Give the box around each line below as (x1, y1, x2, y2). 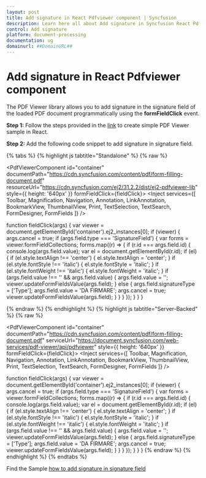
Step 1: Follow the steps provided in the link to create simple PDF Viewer (6, 121, 189, 129)
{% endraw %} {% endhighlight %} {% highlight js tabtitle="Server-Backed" (6, 305, 198, 312)
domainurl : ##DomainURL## (6, 44, 72, 50)
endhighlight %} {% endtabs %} (6, 453, 88, 460)
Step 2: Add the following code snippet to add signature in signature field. (6, 139, 193, 147)
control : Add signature (6, 26, 67, 33)
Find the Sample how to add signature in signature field (6, 464, 146, 472)
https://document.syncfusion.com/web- (77, 336, 179, 344)
